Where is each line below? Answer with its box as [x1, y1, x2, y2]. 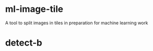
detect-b [5, 37, 42, 49]
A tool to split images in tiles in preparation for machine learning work [5, 20, 148, 26]
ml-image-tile [5, 3, 63, 15]
